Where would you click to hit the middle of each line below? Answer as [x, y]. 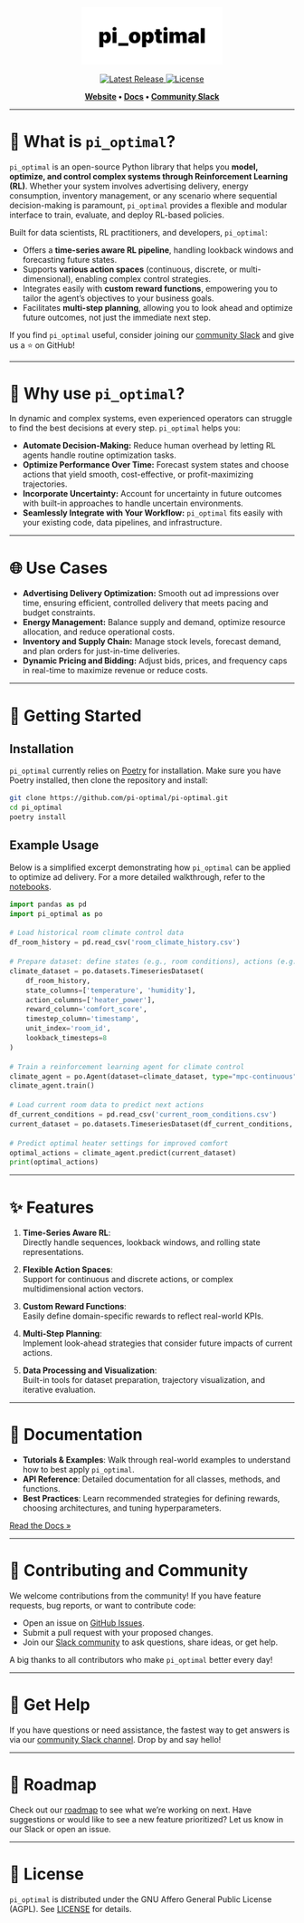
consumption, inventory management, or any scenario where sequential [143, 195]
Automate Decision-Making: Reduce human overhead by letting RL [149, 446]
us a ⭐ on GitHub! [42, 345]
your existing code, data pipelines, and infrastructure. [122, 523]
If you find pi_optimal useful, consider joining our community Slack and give [152, 334]
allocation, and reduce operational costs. [98, 632]
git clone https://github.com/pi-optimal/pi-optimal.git [119, 798]
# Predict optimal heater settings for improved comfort [119, 1143]
